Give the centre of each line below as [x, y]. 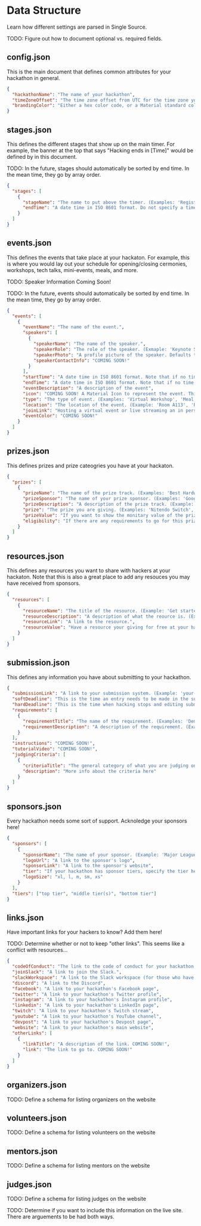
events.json [29, 243]
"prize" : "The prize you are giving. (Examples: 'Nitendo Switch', [108, 510]
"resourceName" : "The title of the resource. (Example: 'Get [100, 611]
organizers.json [37, 1085]
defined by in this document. [42, 156]
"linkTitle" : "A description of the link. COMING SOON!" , [96, 1044]
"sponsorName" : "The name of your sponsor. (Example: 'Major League [109, 855]
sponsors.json [34, 806]
